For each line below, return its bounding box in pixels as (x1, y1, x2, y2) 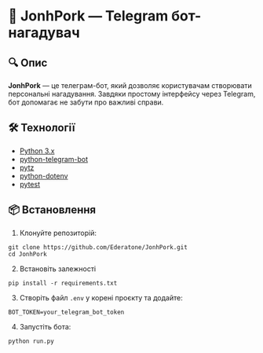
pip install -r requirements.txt (8, 279, 118, 287)
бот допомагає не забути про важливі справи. (8, 97, 164, 107)
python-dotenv (19, 171, 68, 180)
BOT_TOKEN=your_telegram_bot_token (8, 308, 125, 316)
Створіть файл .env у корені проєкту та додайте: (19, 292, 183, 302)
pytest (19, 179, 41, 189)
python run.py (8, 337, 55, 345)
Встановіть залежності (19, 263, 97, 274)
